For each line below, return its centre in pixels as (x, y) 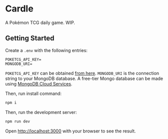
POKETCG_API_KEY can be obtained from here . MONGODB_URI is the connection (82, 73)
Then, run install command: (33, 93)
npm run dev (18, 121)
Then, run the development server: (41, 112)
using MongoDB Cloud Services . (39, 83)
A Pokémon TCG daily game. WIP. (40, 22)
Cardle (19, 9)
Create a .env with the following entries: (46, 50)
